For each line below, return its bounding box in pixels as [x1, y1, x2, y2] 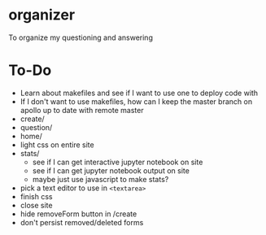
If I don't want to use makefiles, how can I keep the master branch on [20, 96, 253, 107]
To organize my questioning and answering [8, 33, 153, 42]
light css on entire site [20, 140, 95, 150]
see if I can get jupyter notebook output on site [32, 165, 190, 176]
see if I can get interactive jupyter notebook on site [32, 157, 203, 167]
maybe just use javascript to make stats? [32, 174, 169, 184]
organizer [8, 6, 76, 24]
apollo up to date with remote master [20, 105, 144, 115]
